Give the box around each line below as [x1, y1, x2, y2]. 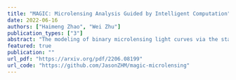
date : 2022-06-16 [7, 17, 58, 24]
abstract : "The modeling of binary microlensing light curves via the [7, 36, 218, 43]
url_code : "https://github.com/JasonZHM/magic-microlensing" [7, 62, 190, 69]
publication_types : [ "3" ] [7, 29, 83, 37]
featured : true [7, 42, 52, 49]
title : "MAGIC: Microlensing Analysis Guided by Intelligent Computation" [7, 10, 231, 17]
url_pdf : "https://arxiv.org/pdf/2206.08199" [7, 56, 143, 63]
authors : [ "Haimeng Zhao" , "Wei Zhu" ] [7, 23, 121, 30]
